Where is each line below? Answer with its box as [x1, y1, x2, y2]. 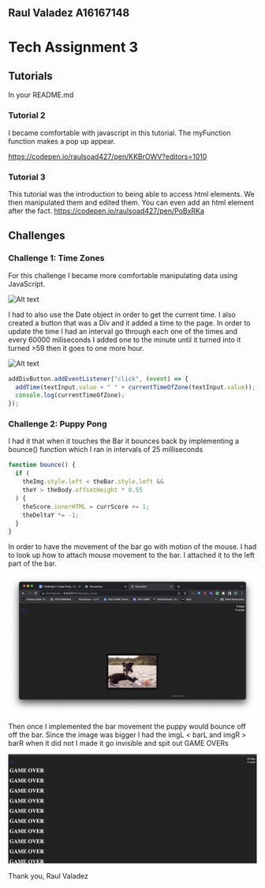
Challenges [8, 229, 65, 243]
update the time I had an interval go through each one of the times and [8, 326, 238, 336]
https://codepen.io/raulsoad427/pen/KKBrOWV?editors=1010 [8, 152, 207, 161]
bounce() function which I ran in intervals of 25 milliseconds [8, 445, 203, 454]
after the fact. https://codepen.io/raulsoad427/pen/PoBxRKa [8, 205, 205, 216]
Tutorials [8, 69, 53, 82]
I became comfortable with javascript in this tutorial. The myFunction [8, 128, 231, 137]
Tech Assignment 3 [8, 38, 139, 56]
